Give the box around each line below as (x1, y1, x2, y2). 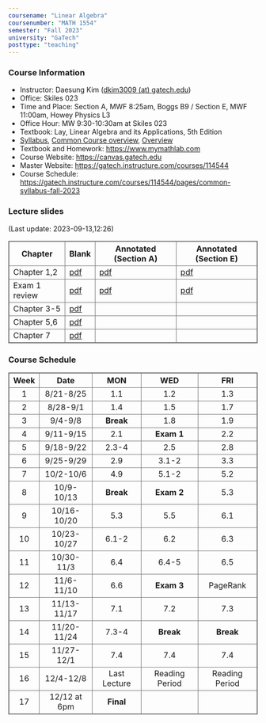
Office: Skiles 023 (19, 93, 78, 103)
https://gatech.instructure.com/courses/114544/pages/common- (19, 177, 231, 187)
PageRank (208, 580, 247, 591)
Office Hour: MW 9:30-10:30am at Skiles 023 (19, 119, 168, 128)
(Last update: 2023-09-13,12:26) (8, 223, 115, 234)
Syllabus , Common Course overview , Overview (19, 135, 173, 145)
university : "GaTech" (8, 33, 80, 42)
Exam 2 (155, 487, 184, 498)
